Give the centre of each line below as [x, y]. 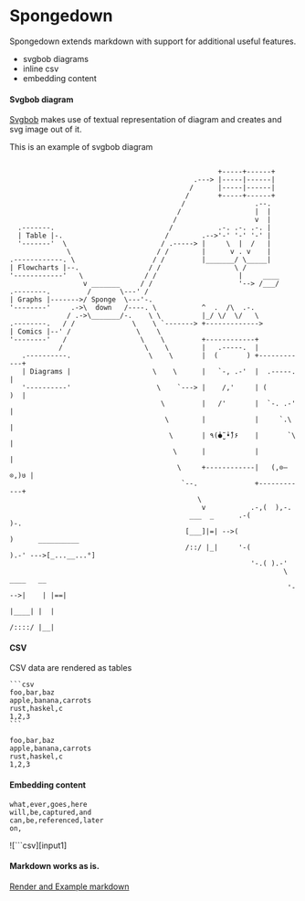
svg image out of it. [46, 130]
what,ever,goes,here [49, 804]
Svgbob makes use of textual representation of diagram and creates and [146, 120]
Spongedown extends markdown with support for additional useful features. [153, 41]
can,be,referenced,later [57, 820]
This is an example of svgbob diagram [81, 147]
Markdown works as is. [55, 866]
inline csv [41, 69]
